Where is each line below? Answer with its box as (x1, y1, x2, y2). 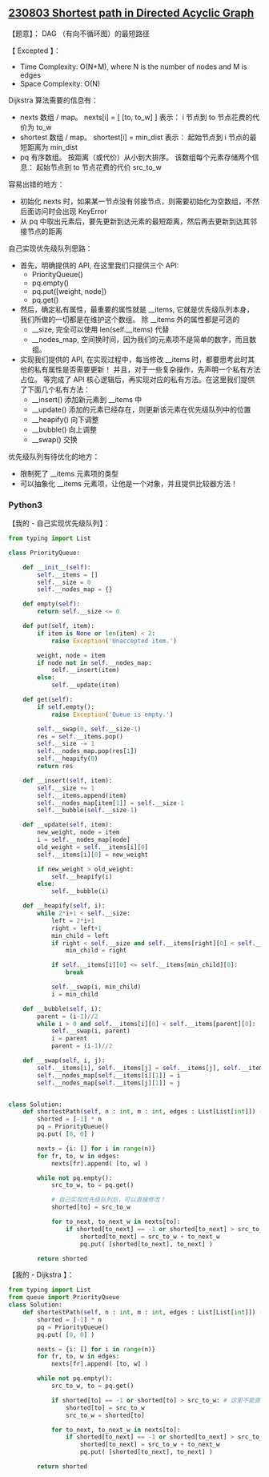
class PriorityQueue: (8, 549, 81, 557)
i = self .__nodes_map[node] (37, 836, 130, 844)
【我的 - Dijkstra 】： (8, 1270, 74, 1280)
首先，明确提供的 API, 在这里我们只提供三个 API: (19, 260, 179, 270)
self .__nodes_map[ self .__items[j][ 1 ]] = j (37, 1079, 181, 1087)
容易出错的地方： (8, 179, 65, 189)
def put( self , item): (22, 622, 94, 630)
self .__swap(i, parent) (50, 1027, 130, 1036)
